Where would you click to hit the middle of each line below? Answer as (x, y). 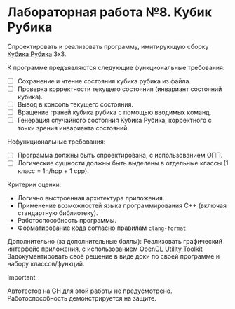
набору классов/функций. (46, 264)
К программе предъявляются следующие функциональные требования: (116, 67)
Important (21, 277)
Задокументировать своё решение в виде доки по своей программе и (113, 256)
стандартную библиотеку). (58, 213)
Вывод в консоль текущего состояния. (75, 104)
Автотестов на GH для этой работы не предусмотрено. (90, 291)
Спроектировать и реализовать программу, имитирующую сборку (108, 46)
